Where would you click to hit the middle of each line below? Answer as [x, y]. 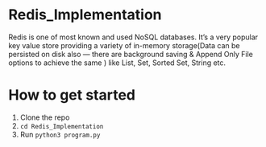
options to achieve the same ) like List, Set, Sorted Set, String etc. [117, 63]
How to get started [72, 95]
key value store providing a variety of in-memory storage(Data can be [124, 45]
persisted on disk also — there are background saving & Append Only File [131, 54]
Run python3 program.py [60, 134]
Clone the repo [45, 117]
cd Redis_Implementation [62, 126]
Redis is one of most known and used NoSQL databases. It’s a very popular [133, 37]
